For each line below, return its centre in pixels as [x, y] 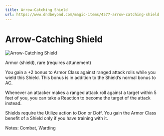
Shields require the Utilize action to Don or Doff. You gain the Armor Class [81, 113]
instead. [13, 103]
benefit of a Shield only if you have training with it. [57, 118]
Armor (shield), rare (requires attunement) [48, 62]
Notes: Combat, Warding [30, 128]
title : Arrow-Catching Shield [37, 10]
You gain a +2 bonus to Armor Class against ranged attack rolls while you [81, 72]
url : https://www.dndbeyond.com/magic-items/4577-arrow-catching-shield [82, 14]
